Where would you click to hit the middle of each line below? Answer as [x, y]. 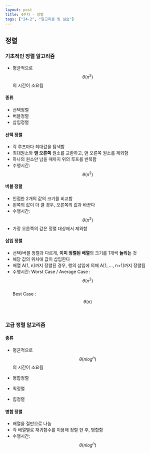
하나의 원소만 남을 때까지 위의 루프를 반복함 [54, 159]
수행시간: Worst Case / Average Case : [51, 271]
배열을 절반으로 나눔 [32, 423]
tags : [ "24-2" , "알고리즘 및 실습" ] [39, 19]
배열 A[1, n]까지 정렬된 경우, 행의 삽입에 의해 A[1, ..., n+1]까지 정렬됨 [79, 265]
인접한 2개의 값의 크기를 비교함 [42, 198]
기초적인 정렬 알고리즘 [30, 56]
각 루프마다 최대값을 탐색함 [38, 147]
